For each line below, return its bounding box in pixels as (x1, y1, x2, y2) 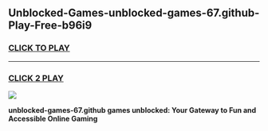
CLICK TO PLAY (8, 43, 70, 54)
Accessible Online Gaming (8, 114, 98, 123)
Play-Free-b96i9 (8, 19, 93, 33)
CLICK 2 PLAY (8, 72, 64, 83)
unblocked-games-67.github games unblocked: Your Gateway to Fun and (8, 105, 257, 114)
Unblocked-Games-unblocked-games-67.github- (8, 6, 260, 20)
